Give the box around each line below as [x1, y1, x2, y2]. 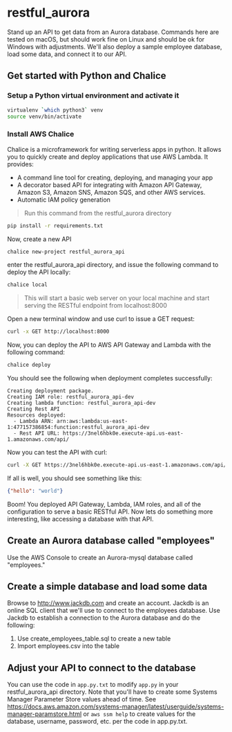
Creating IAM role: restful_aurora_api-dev [7, 394, 135, 401]
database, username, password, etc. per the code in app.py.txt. [7, 717, 188, 726]
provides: [7, 159, 35, 168]
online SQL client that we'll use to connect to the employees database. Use [7, 607, 221, 615]
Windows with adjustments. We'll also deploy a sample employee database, [7, 42, 222, 51]
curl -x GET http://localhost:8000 [7, 328, 110, 335]
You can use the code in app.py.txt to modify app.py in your [7, 681, 179, 689]
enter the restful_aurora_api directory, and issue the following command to [7, 261, 219, 269]
